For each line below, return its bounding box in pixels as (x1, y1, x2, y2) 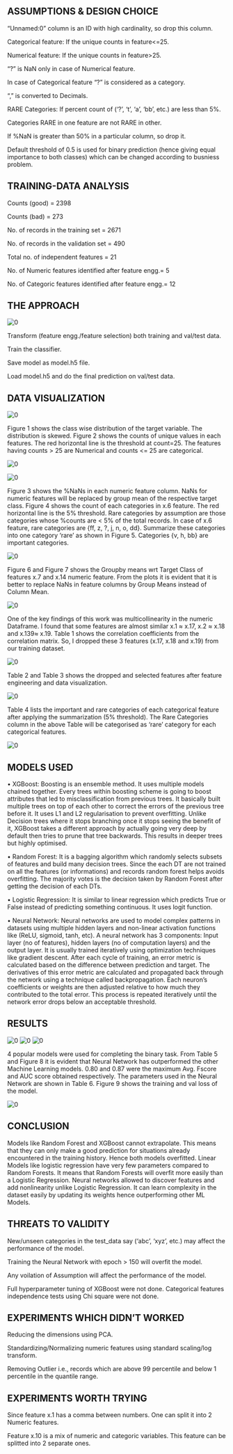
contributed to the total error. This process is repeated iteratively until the (7, 991, 217, 999)
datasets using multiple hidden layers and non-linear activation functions (7, 924, 216, 932)
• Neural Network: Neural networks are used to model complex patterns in (7, 916, 220, 925)
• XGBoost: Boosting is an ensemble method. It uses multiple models (7, 780, 204, 788)
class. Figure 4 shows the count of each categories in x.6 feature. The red (7, 502, 220, 510)
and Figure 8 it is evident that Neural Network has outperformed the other (7, 1057, 219, 1065)
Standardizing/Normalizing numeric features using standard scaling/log (7, 1344, 212, 1352)
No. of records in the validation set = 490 (7, 239, 125, 248)
